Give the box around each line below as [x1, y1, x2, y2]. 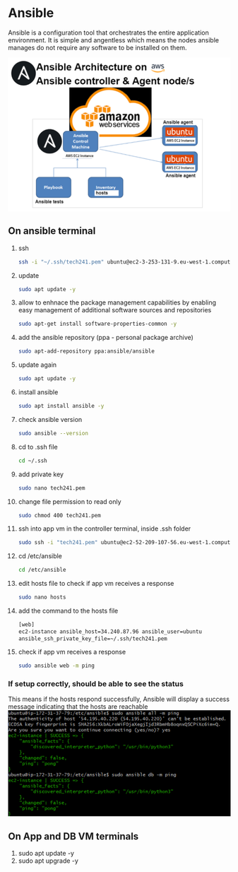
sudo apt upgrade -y [18, 856, 78, 865]
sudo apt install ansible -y [18, 403, 105, 410]
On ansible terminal [8, 225, 96, 237]
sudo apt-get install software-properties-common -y [18, 320, 177, 328]
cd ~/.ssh [18, 457, 48, 464]
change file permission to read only [18, 497, 122, 506]
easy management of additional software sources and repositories [18, 306, 212, 314]
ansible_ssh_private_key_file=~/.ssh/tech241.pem [18, 635, 168, 642]
